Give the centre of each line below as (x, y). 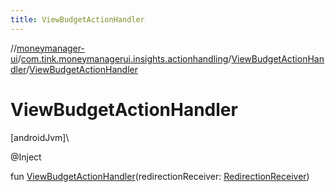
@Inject (26, 157)
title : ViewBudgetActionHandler (77, 19)
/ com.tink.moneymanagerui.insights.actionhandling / (124, 58)
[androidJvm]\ (40, 137)
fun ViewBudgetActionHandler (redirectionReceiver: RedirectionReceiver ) (160, 176)
